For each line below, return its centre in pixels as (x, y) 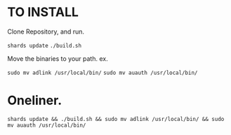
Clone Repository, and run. (46, 31)
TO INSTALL (43, 12)
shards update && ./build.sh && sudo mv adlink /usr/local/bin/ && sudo (116, 119)
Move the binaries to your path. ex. (58, 58)
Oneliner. (34, 100)
